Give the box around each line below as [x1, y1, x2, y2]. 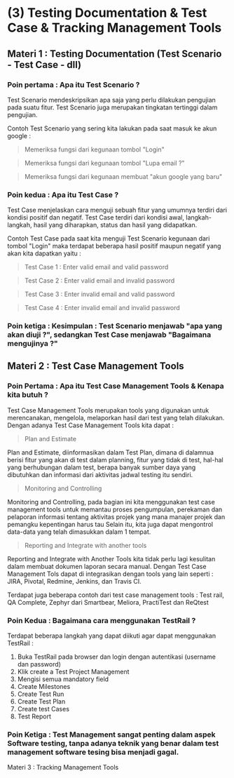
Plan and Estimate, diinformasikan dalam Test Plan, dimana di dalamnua [7, 448, 214, 457]
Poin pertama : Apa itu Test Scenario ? [7, 79, 140, 89]
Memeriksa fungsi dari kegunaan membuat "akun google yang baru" [24, 172, 223, 180]
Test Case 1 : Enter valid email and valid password [24, 263, 169, 271]
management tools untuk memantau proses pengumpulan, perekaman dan [7, 505, 223, 514]
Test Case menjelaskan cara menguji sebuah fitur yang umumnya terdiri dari [7, 206, 228, 215]
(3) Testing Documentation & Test [7, 5, 207, 21]
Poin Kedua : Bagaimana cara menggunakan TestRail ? [7, 615, 196, 625]
